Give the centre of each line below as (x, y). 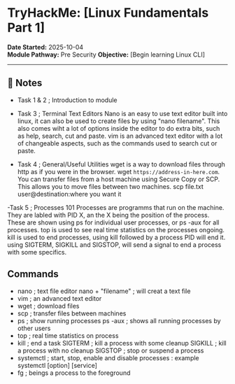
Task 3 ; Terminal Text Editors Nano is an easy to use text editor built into (122, 113)
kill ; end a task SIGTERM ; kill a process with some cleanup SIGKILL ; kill (122, 343)
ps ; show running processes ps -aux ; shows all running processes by (119, 320)
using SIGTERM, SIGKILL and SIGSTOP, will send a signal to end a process (114, 244)
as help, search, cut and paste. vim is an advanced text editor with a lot (120, 136)
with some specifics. (37, 252)
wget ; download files (48, 306)
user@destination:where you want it (69, 194)
